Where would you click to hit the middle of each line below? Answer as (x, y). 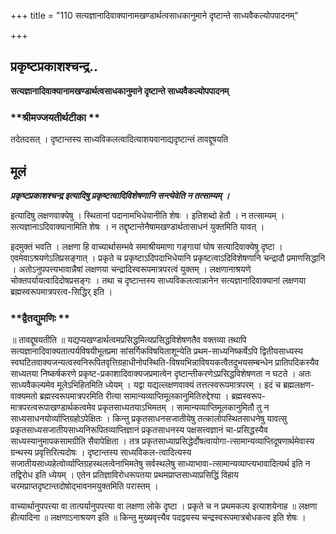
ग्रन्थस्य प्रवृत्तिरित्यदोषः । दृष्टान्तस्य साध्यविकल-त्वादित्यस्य (101, 452)
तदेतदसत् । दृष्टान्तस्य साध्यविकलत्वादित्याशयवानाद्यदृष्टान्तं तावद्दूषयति (119, 139)
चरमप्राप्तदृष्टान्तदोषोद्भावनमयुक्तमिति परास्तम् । (84, 486)
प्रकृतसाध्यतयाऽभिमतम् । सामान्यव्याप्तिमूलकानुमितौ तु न (183, 407)
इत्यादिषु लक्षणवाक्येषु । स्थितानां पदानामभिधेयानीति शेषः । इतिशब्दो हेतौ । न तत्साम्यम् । (147, 215)
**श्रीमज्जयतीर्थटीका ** (55, 117)
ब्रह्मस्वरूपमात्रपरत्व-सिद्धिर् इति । (61, 291)
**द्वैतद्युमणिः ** (40, 318)
